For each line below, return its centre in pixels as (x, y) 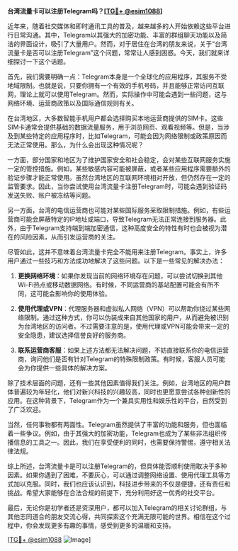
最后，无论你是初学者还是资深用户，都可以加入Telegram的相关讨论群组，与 (117, 508)
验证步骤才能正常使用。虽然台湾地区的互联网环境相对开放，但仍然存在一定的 (119, 177)
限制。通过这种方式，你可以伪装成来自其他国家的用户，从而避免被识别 (126, 317)
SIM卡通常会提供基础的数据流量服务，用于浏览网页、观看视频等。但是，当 (115, 127)
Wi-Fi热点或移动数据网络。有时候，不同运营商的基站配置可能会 (109, 285)
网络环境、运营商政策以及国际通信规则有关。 (73, 103)
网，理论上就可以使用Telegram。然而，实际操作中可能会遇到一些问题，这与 (117, 94)
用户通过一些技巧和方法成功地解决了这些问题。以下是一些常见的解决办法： (116, 261)
